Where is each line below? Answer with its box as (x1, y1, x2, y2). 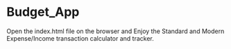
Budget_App (6, 4, 80, 20)
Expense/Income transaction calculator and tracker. (6, 34, 154, 42)
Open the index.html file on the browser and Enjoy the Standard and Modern (6, 27, 225, 35)
